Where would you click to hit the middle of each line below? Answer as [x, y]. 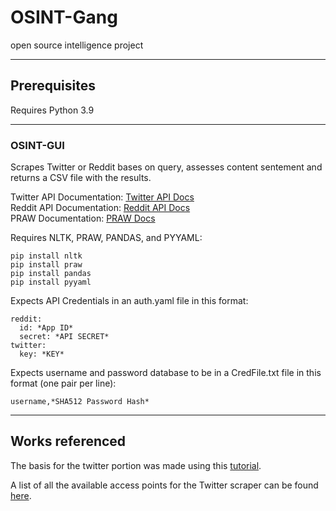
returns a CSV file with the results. [81, 178]
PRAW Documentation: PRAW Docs [83, 218]
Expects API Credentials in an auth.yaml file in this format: [129, 301]
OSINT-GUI [37, 145]
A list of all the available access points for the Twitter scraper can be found [164, 485]
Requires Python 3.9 [52, 110]
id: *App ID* [46, 328]
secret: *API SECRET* [64, 337]
